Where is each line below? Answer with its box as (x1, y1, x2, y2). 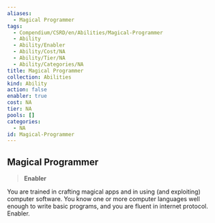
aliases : (7, 10, 32, 17)
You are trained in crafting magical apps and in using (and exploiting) (7, 187, 201, 196)
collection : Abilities (7, 73, 72, 81)
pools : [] (7, 112, 35, 118)
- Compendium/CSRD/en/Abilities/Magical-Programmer (13, 29, 164, 36)
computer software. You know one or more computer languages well (7, 195, 200, 203)
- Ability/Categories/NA (13, 61, 84, 68)
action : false (7, 86, 48, 93)
